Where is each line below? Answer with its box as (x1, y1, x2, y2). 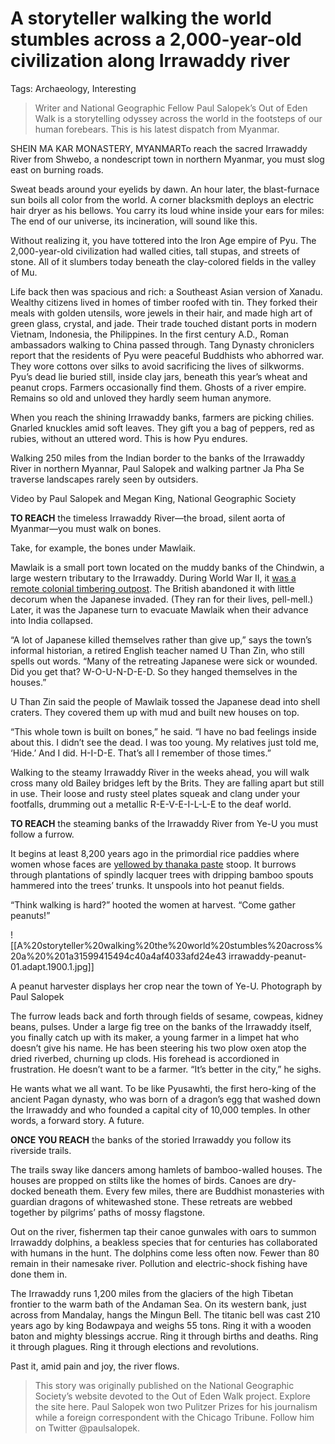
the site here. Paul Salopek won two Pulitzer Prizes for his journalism (34, 1400, 318, 1412)
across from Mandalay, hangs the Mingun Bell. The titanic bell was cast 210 (10, 1308, 321, 1321)
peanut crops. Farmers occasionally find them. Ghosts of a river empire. (10, 381, 307, 393)
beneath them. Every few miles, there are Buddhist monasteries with (43, 1185, 325, 1197)
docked (10, 1185, 42, 1197)
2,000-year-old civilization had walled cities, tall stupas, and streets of (10, 245, 300, 257)
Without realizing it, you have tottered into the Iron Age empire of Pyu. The (10, 234, 317, 246)
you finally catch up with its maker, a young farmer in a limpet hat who (10, 1031, 300, 1043)
